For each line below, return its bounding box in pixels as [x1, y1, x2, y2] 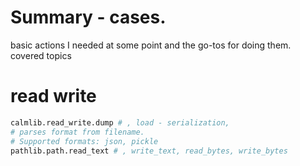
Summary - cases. [10, 6, 167, 29]
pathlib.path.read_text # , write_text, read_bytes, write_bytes [10, 146, 288, 156]
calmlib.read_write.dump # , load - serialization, [10, 117, 230, 128]
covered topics [10, 49, 72, 61]
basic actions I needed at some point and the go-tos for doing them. [10, 39, 292, 51]
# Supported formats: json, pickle [10, 136, 159, 146]
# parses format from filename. [10, 127, 145, 137]
